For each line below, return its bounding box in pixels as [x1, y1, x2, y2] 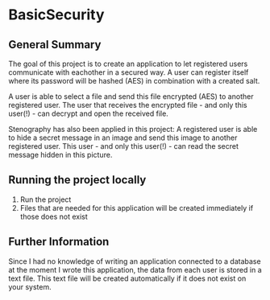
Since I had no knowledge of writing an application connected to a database [8, 256, 261, 266]
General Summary [8, 38, 102, 51]
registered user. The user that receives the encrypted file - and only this [8, 101, 247, 109]
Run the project [19, 195, 72, 204]
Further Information [8, 235, 110, 249]
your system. [8, 282, 52, 291]
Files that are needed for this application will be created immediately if [19, 203, 254, 212]
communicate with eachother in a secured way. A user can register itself [8, 68, 249, 77]
